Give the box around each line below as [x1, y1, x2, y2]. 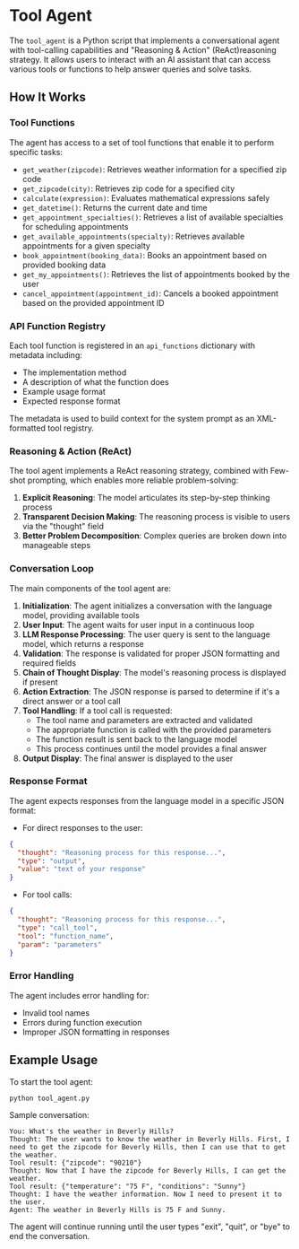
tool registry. [47, 423, 94, 433]
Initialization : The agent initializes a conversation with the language [21, 600, 273, 611]
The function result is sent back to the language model [35, 733, 237, 745]
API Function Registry [9, 319, 106, 332]
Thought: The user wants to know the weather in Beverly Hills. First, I [9, 1135, 291, 1144]
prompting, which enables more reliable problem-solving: [27, 475, 239, 485]
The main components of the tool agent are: [9, 582, 172, 593]
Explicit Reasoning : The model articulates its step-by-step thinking [21, 493, 270, 503]
